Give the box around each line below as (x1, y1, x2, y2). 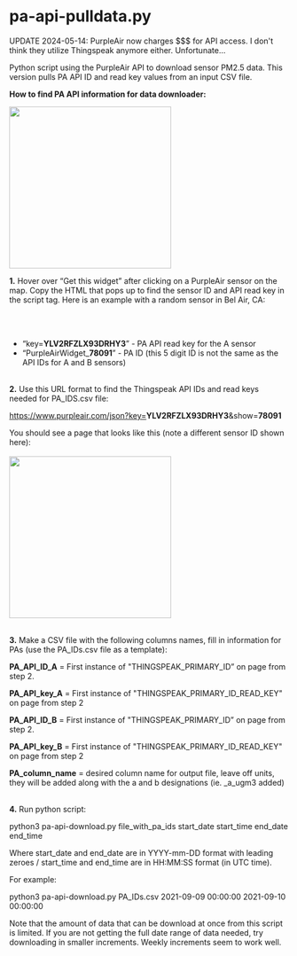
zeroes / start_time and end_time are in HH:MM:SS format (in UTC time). (9, 857, 272, 867)
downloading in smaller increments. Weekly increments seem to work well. (9, 936, 282, 947)
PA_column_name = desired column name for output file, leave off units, (9, 767, 275, 778)
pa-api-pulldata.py (9, 6, 152, 27)
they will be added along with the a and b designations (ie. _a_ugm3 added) (9, 777, 285, 788)
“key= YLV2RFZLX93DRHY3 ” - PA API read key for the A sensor (21, 338, 257, 349)
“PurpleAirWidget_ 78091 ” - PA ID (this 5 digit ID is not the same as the (21, 348, 279, 358)
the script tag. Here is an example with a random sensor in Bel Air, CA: (9, 294, 266, 305)
